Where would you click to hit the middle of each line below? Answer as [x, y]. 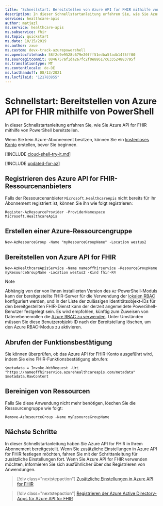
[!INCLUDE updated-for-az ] [33, 163]
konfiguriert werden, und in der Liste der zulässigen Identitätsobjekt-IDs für [80, 301]
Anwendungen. [20, 469]
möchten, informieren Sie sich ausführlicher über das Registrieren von [75, 464]
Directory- [147, 493]
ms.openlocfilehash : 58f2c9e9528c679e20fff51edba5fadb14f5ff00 [70, 55]
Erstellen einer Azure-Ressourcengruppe [69, 231]
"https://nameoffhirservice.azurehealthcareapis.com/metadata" [70, 372]
